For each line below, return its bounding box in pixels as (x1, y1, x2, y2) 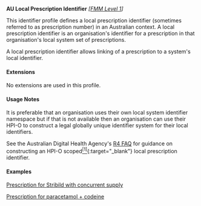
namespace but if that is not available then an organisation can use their (6, 115, 186, 123)
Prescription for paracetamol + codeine (6, 193, 105, 201)
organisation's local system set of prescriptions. (6, 36, 126, 43)
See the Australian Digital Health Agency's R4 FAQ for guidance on (6, 140, 173, 147)
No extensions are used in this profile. (6, 82, 101, 89)
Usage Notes (6, 95, 40, 102)
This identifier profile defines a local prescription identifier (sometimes (6, 17, 182, 24)
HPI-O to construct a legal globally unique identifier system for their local (6, 122, 189, 129)
